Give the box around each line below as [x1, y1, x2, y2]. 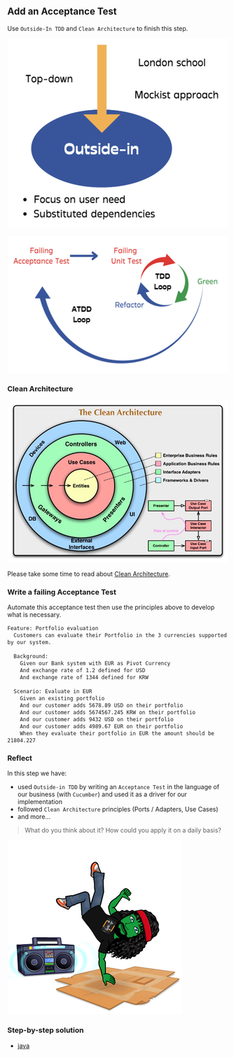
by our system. [7, 639, 52, 646]
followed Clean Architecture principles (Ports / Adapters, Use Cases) [17, 805, 219, 814]
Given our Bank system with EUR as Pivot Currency [20, 660, 171, 667]
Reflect [7, 753, 33, 763]
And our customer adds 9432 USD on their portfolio [20, 716, 174, 723]
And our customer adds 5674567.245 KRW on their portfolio [20, 709, 196, 716]
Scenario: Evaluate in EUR [13, 688, 92, 695]
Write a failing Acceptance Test [7, 587, 117, 596]
